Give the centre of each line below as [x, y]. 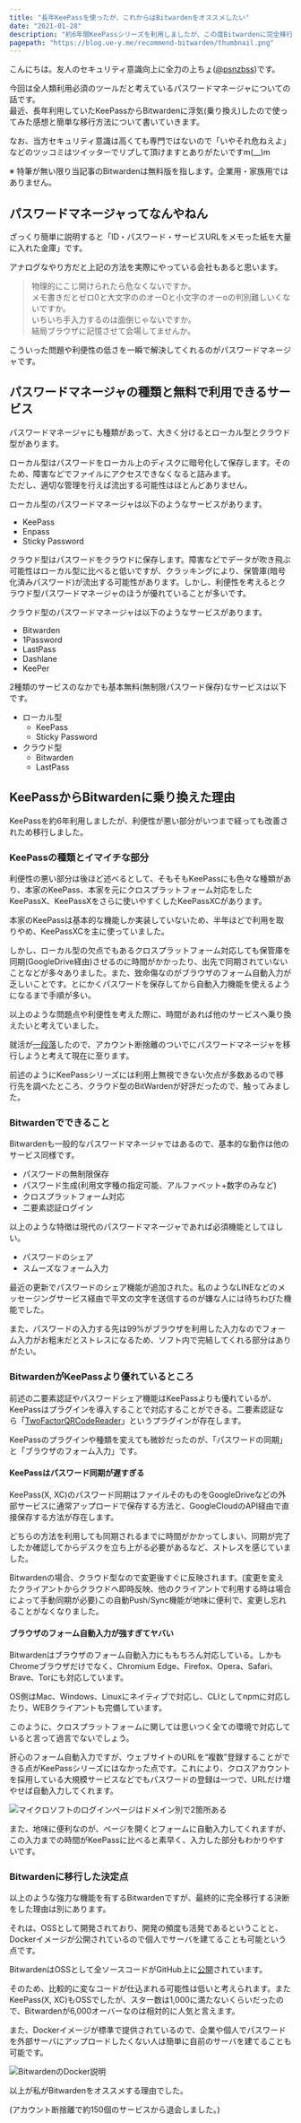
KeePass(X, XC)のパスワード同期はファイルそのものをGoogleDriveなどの [144, 1494]
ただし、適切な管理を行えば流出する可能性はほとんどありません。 [131, 484]
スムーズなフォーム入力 [65, 1268]
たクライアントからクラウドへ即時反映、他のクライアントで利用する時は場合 [150, 1588]
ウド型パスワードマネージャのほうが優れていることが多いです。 [133, 593]
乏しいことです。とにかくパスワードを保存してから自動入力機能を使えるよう [150, 984]
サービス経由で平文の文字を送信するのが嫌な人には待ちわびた [170, 1299]
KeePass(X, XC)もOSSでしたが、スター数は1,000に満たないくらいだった [143, 2000]
